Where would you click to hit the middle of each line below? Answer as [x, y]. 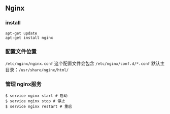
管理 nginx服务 [23, 84]
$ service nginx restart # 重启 [39, 107]
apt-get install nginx [29, 37]
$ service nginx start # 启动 [36, 96]
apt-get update [21, 33]
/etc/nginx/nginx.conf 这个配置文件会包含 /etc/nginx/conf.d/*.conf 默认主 [85, 63]
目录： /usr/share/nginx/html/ [37, 69]
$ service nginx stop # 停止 [35, 101]
